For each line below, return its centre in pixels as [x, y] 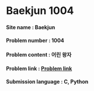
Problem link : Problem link [39, 68]
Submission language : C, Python [47, 82]
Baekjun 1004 [40, 11]
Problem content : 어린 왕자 [39, 54]
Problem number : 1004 [35, 41]
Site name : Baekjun [31, 27]
